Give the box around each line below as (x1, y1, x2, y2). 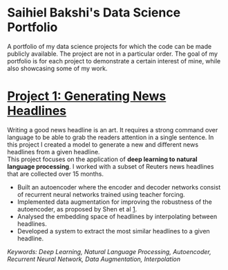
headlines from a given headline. (7, 147, 100, 156)
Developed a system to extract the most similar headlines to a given (17, 227, 211, 235)
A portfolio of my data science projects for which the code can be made (7, 42, 212, 50)
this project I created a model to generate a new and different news (7, 140, 199, 149)
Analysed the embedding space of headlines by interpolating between (17, 212, 218, 220)
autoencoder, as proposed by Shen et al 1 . (17, 205, 137, 213)
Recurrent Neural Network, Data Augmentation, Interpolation (7, 255, 181, 263)
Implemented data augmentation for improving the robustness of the (17, 198, 212, 206)
